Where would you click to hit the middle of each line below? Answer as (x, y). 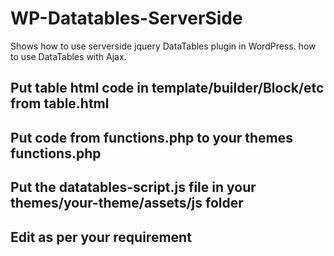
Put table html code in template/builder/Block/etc (167, 88)
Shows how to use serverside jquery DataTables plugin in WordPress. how (163, 46)
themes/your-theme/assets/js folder (127, 203)
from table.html (60, 103)
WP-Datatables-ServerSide (126, 18)
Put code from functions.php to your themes (152, 137)
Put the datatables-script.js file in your (133, 187)
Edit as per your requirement (101, 237)
